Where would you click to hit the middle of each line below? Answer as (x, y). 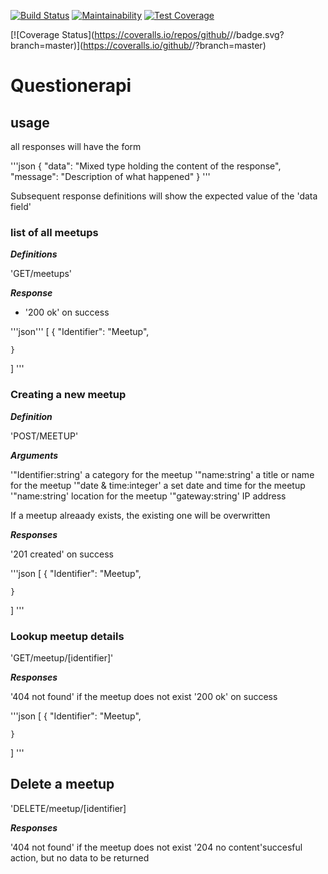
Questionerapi (71, 86)
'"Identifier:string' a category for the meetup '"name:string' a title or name (162, 474)
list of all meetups (54, 232)
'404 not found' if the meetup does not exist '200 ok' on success (144, 696)
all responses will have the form (76, 146)
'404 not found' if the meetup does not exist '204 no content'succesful (156, 847)
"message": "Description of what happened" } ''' (110, 176)
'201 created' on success (62, 554)
